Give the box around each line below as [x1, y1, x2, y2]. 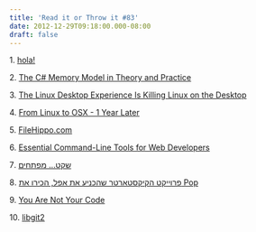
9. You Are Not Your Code [9, 195, 105, 206]
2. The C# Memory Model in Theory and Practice [9, 72, 192, 83]
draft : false [9, 30, 59, 39]
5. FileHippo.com [9, 125, 73, 135]
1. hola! [9, 55, 36, 66]
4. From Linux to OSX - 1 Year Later [9, 107, 140, 118]
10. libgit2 [9, 212, 45, 223]
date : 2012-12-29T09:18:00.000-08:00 [9, 22, 151, 31]
